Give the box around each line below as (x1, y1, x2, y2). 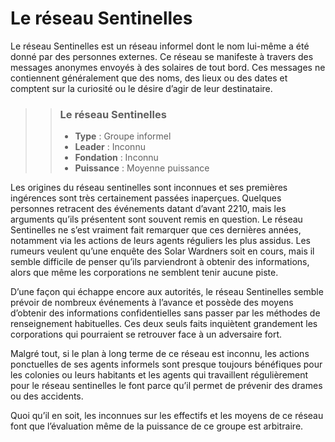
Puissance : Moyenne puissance (74, 162, 210, 174)
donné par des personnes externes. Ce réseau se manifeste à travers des (10, 50, 314, 62)
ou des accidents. (10, 390, 84, 402)
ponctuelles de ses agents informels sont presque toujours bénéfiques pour (10, 358, 323, 371)
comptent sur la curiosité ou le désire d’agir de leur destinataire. (10, 82, 273, 94)
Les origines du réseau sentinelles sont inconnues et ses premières (10, 182, 288, 194)
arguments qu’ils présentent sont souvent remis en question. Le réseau (10, 213, 303, 226)
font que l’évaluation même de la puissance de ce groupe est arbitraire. (10, 420, 304, 432)
